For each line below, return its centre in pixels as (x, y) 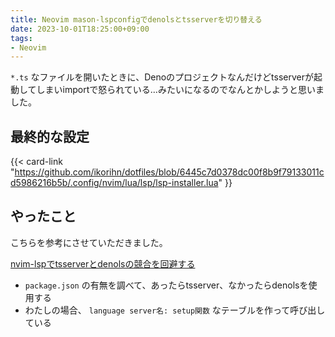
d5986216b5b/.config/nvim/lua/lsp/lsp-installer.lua (114, 183)
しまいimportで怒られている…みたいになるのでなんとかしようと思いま (180, 90)
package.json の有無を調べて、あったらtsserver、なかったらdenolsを (166, 285)
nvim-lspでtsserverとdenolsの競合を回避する (103, 263)
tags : (21, 38)
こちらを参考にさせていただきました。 (89, 242)
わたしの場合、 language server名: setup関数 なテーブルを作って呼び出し (175, 310)
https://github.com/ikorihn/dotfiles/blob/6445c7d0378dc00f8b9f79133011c (169, 172)
